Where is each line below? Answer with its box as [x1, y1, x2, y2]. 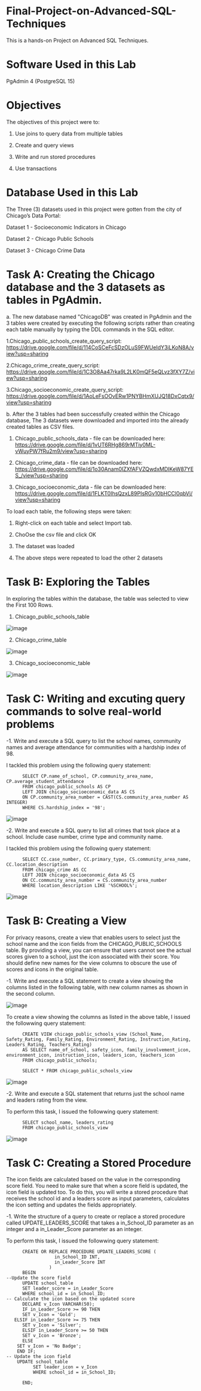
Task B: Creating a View [6, 914, 127, 927]
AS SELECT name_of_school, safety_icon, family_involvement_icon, [22, 1047, 191, 1053]
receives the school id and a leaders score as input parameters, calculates [6, 1195, 190, 1202]
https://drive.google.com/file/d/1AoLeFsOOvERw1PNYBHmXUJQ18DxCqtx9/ [6, 392, 194, 400]
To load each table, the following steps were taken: [6, 507, 132, 515]
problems [6, 717, 55, 731]
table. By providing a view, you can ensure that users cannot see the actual [6, 947, 191, 954]
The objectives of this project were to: [6, 118, 100, 125]
